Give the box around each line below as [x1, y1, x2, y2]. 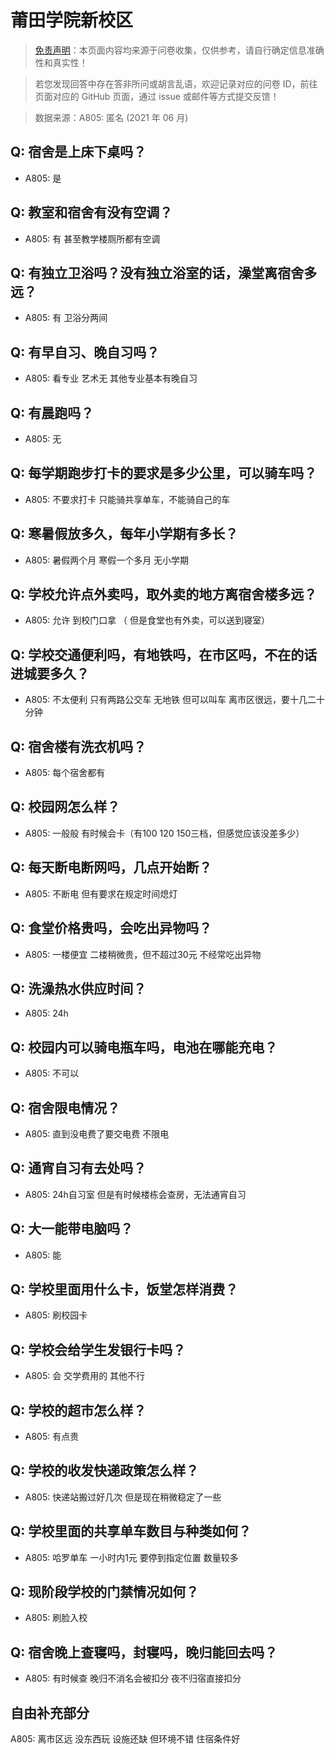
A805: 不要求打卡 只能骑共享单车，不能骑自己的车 [24, 493, 231, 505]
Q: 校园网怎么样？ [10, 799, 121, 816]
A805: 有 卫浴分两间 [24, 312, 108, 324]
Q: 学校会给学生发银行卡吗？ [10, 1341, 187, 1358]
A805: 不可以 [24, 1067, 80, 1080]
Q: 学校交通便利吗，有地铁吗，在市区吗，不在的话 [10, 646, 318, 663]
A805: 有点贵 [24, 1431, 80, 1442]
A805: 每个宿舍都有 [24, 767, 106, 779]
